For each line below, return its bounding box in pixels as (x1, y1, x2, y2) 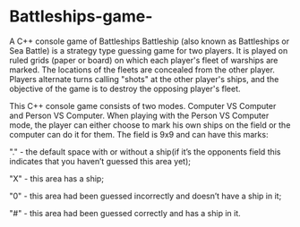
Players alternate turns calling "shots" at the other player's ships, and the (9, 73, 279, 84)
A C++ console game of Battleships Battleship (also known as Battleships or (9, 36, 289, 46)
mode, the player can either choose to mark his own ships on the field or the (9, 119, 291, 130)
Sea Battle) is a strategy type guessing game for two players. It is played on (9, 45, 288, 55)
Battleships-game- (9, 6, 153, 27)
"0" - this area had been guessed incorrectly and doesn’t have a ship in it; (9, 190, 282, 201)
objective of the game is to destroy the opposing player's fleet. (9, 83, 241, 94)
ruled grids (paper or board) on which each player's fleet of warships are (9, 55, 279, 65)
